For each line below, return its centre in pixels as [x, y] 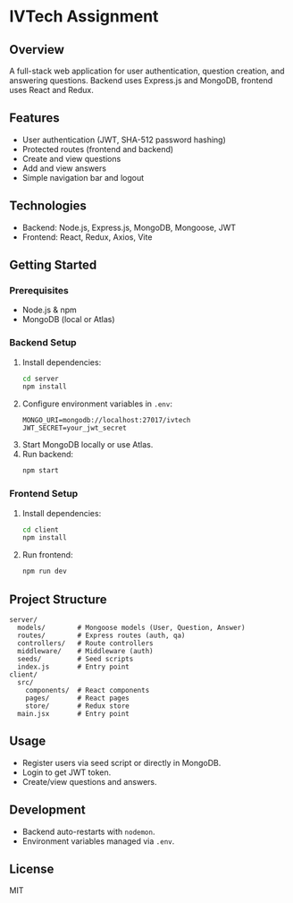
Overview [37, 50]
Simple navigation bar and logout [83, 177]
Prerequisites [39, 290]
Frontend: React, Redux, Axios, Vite [87, 237]
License [32, 869]
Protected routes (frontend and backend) [98, 149]
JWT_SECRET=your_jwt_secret [74, 428]
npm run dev [44, 571]
